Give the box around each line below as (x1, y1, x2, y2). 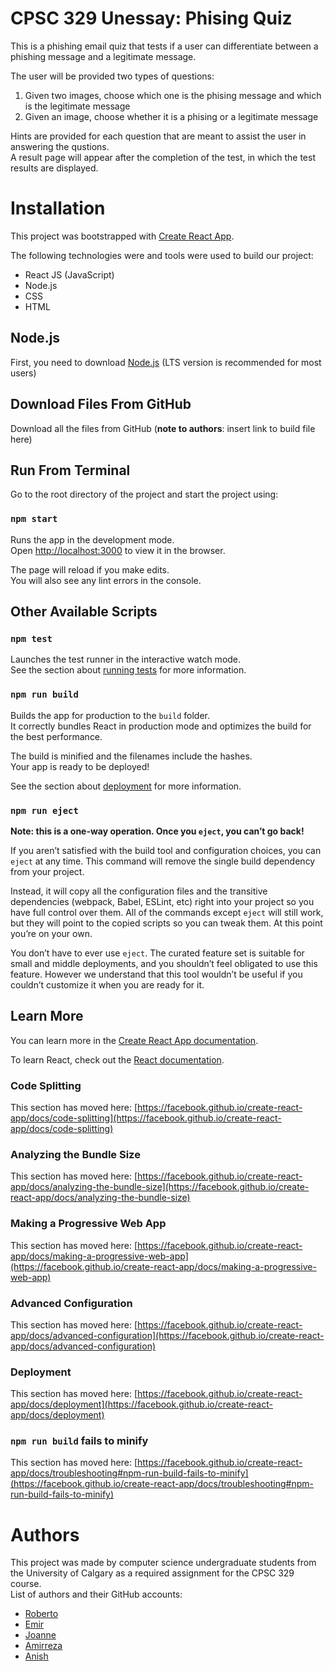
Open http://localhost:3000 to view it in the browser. (10, 544, 226, 556)
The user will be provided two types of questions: (10, 70, 215, 82)
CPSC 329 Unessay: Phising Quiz (10, 7, 293, 30)
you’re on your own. (10, 927, 93, 939)
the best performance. (10, 730, 103, 742)
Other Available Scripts (10, 603, 158, 620)
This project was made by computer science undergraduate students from (10, 1557, 317, 1569)
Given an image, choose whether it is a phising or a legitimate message (24, 110, 319, 122)
